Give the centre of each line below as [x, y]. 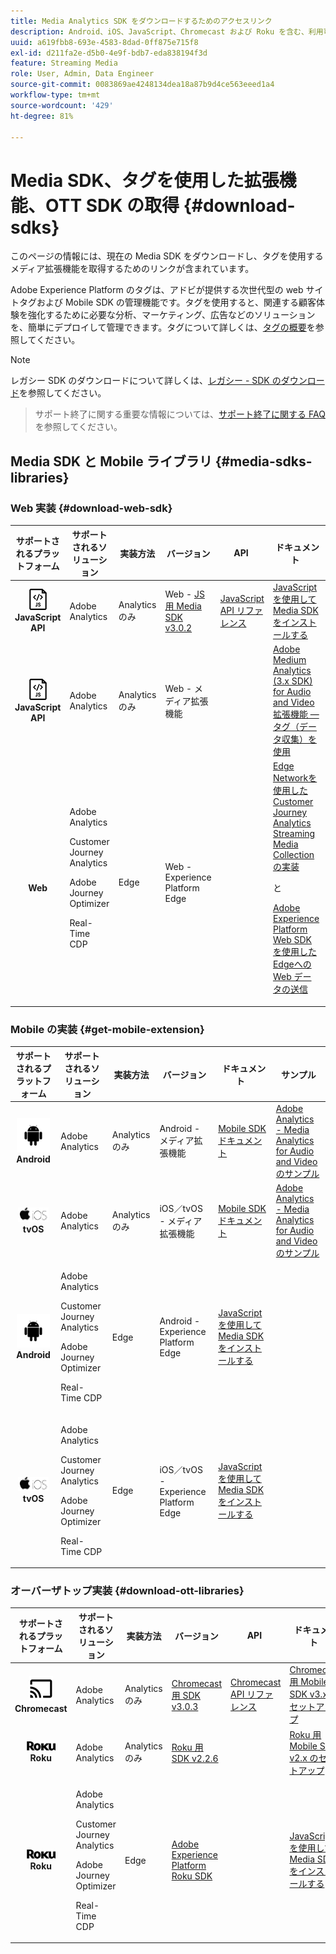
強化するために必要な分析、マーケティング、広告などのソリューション [171, 315]
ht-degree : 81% [42, 116]
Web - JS [184, 594]
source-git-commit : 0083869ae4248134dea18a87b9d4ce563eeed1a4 [142, 85]
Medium [289, 659]
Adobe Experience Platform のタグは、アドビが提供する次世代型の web [157, 290]
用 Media [183, 606]
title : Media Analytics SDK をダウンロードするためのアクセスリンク [141, 21]
